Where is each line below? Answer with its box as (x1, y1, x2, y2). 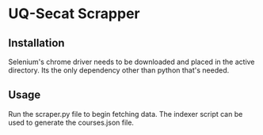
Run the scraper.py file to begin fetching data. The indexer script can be (8, 109, 243, 118)
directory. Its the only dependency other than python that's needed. (8, 66, 230, 75)
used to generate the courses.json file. (8, 118, 135, 127)
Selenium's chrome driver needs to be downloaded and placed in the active (8, 57, 255, 66)
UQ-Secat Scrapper (8, 5, 140, 23)
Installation (8, 36, 65, 50)
